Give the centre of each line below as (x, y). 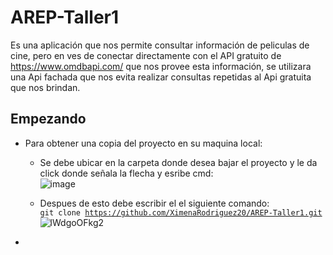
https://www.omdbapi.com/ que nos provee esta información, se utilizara (161, 66)
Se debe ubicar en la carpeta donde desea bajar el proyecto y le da (178, 162)
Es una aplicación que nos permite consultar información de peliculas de (160, 45)
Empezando (48, 119)
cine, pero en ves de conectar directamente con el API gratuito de (146, 55)
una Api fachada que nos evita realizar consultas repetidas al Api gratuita (161, 77)
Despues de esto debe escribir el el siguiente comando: (154, 203)
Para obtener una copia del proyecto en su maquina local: (143, 143)
